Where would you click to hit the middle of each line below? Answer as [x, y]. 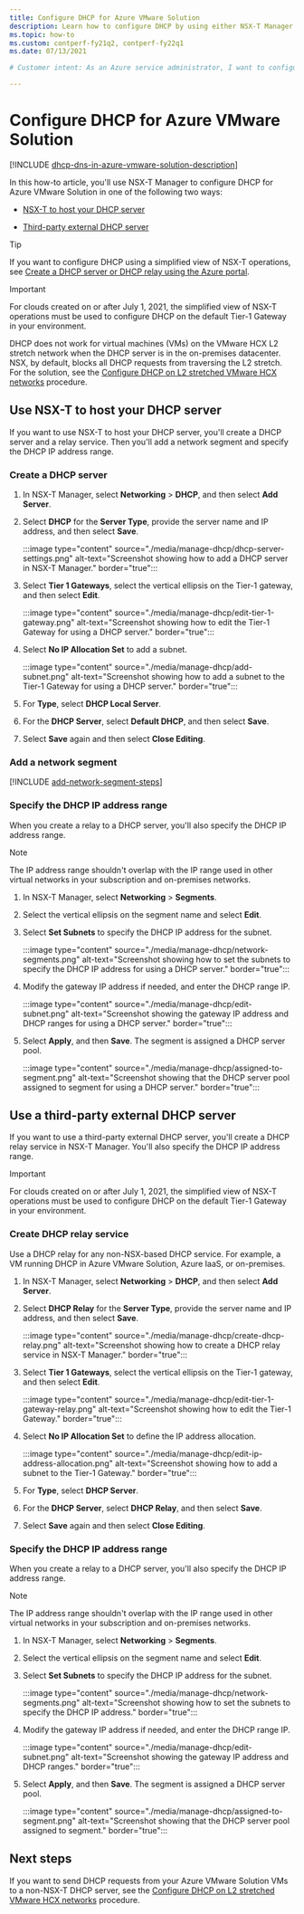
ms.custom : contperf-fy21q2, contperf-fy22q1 [96, 43]
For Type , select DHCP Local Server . [91, 704]
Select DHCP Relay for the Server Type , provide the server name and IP [157, 1308]
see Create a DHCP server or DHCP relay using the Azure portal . [130, 271]
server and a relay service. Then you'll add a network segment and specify [149, 442]
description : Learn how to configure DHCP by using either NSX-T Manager [152, 26]
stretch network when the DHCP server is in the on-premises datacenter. [145, 353]
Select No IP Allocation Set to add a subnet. [104, 650]
